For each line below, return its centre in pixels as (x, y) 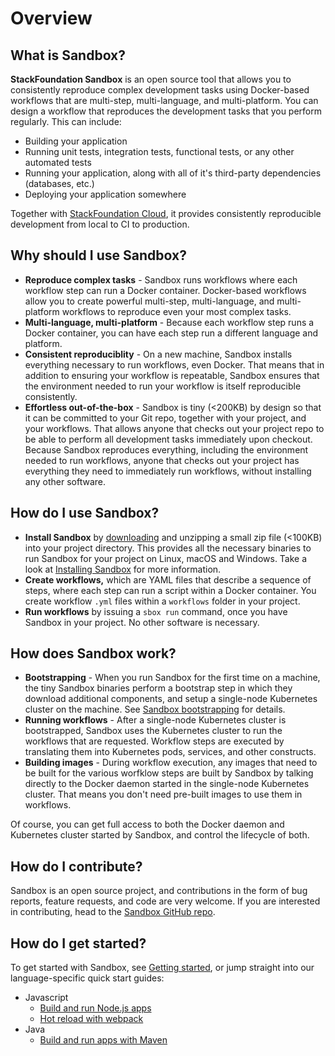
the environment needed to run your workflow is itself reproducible (163, 386)
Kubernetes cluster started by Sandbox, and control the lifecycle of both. (160, 835)
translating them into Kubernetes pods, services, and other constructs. (170, 752)
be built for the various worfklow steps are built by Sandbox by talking (169, 773)
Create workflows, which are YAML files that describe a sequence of (168, 579)
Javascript (46, 998)
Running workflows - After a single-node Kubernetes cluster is (155, 720)
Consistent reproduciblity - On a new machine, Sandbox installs (158, 354)
